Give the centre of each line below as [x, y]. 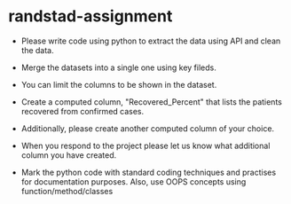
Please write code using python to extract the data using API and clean [151, 41]
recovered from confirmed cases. [83, 111]
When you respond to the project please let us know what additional [145, 145]
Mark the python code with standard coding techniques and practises [149, 172]
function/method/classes [67, 191]
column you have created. [69, 155]
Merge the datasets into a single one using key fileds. [118, 67]
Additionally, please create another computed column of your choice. [148, 128]
